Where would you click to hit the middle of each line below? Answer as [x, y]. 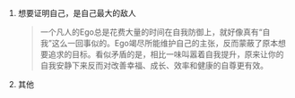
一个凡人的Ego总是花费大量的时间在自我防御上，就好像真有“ [151, 32]
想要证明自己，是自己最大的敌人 [77, 13]
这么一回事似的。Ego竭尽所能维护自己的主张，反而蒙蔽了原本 [165, 43]
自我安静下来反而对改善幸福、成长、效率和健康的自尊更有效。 [154, 65]
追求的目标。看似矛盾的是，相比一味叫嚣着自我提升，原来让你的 [166, 54]
